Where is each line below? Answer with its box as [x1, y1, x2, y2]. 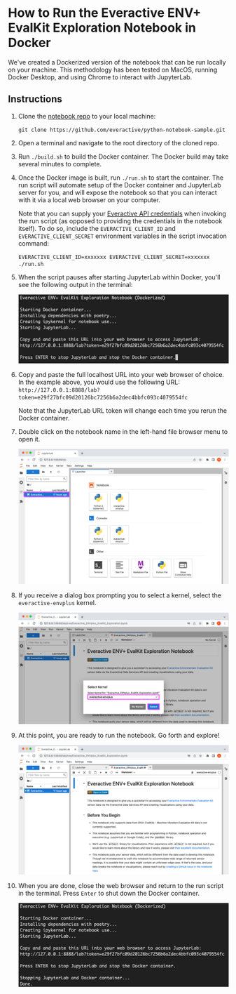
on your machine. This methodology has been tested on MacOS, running [8, 65, 218, 74]
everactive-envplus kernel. [18, 599, 97, 607]
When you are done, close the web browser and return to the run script [18, 881, 224, 889]
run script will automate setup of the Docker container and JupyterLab [18, 180, 221, 189]
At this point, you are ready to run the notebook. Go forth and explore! [18, 731, 220, 740]
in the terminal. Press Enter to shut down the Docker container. [18, 889, 200, 897]
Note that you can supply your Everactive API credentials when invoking [18, 209, 226, 218]
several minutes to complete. [18, 159, 102, 168]
